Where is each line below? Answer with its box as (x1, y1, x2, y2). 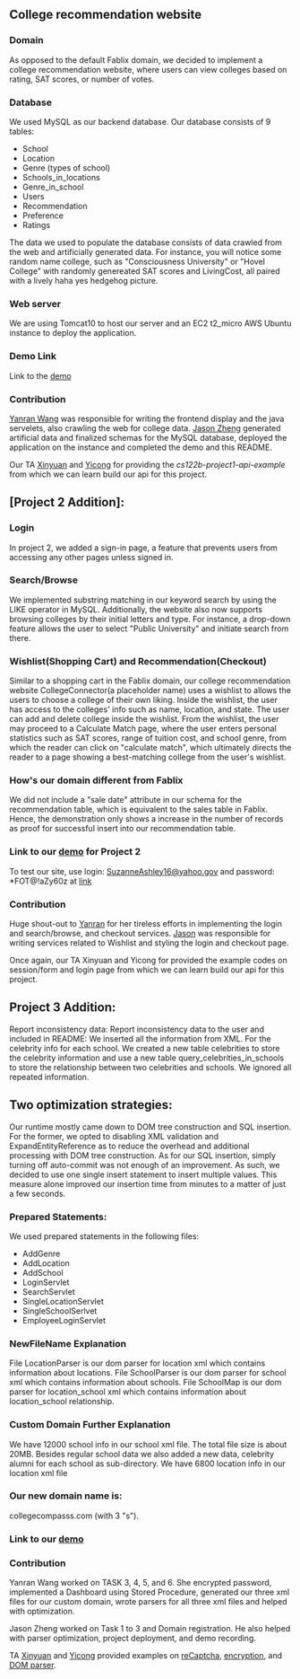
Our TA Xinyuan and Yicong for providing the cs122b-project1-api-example (9, 459, 286, 470)
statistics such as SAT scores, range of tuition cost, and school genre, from (9, 733, 287, 743)
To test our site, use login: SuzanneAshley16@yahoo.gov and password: (9, 866, 275, 876)
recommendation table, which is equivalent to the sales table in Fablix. (9, 804, 269, 815)
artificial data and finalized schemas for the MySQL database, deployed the (9, 432, 287, 443)
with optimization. (9, 1606, 75, 1617)
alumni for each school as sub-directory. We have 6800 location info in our (9, 1458, 286, 1469)
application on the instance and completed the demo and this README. (9, 442, 273, 453)
